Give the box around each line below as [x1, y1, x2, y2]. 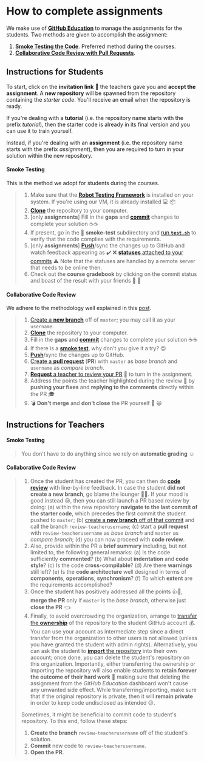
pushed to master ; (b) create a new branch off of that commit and [30, 516, 195, 523]
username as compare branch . [30, 364, 104, 372]
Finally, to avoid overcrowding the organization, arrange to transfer [30, 612, 197, 619]
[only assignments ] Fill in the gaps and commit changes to [30, 213, 180, 220]
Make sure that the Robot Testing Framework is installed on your [30, 191, 194, 199]
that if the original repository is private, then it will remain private [30, 693, 193, 700]
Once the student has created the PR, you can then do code [30, 477, 181, 485]
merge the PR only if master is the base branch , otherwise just [30, 596, 186, 604]
